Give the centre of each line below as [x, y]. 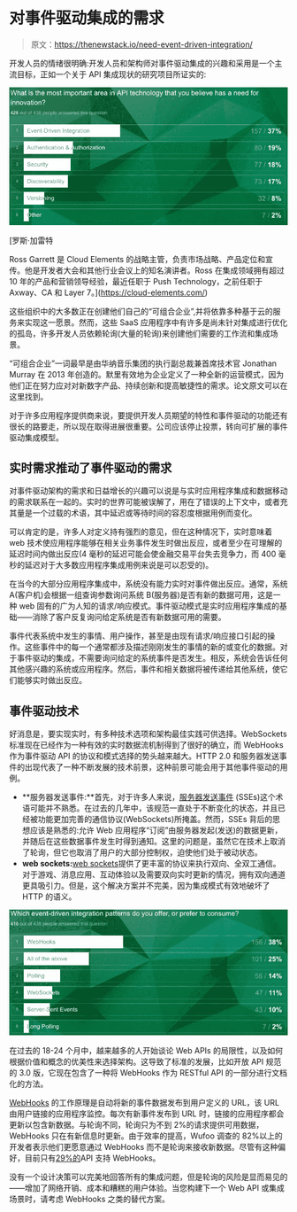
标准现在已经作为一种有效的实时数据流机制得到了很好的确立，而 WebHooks [147, 745]
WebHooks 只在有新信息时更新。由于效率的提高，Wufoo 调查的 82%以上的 [146, 1136]
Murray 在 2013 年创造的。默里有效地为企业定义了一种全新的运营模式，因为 [147, 374]
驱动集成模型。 [36, 437]
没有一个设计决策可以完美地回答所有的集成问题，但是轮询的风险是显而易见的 [148, 1177]
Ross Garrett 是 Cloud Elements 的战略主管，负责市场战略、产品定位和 [137, 259]
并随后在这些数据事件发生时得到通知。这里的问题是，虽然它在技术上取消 [153, 842]
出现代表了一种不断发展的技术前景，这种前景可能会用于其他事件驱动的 [152, 767]
